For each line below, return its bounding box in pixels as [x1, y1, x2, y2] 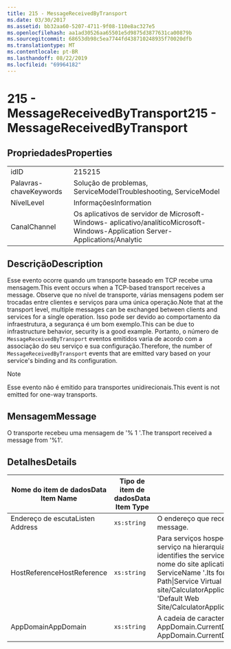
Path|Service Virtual [157, 577, 222, 586]
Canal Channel [10, 221, 56, 231]
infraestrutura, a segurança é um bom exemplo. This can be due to [7, 320, 195, 329]
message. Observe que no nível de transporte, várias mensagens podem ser [7, 291, 224, 299]
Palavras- [10, 178, 43, 188]
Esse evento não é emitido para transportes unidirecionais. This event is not [7, 383, 220, 392]
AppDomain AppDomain [10, 622, 87, 632]
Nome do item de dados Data [11, 485, 107, 495]
